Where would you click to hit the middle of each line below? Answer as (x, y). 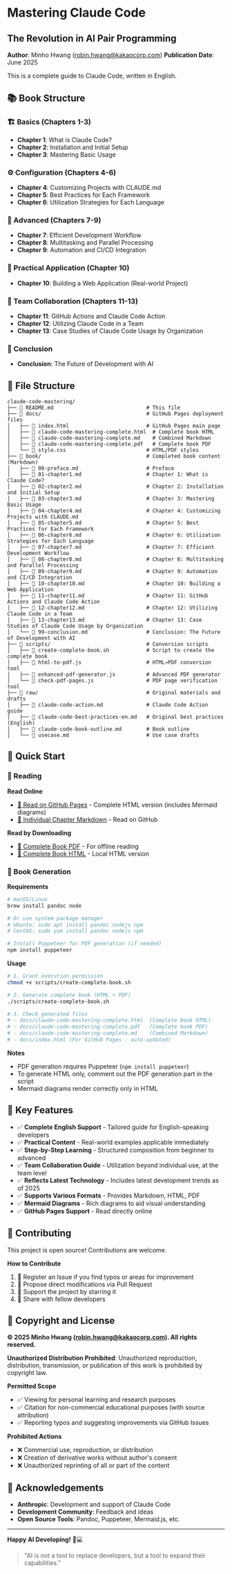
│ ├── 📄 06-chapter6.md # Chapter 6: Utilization (114, 535)
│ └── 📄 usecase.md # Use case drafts (103, 735)
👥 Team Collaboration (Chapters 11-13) (72, 301)
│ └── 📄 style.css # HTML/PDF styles (103, 450)
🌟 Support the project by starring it (66, 1291)
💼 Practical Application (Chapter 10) (68, 268)
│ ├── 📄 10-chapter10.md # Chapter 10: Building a (114, 584)
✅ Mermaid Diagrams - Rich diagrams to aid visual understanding (111, 1203)
